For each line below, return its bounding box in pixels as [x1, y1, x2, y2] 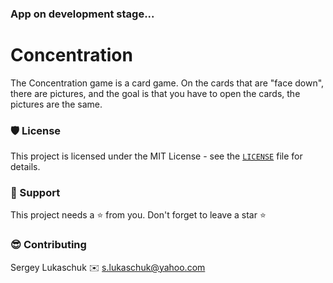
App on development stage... [10, 7, 155, 21]
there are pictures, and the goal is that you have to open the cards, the [10, 87, 301, 99]
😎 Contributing [10, 238, 87, 252]
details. [10, 161, 41, 173]
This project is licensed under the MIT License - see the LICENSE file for [10, 150, 303, 162]
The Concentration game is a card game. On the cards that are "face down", [10, 77, 325, 89]
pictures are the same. [10, 98, 103, 110]
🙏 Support [10, 186, 61, 200]
